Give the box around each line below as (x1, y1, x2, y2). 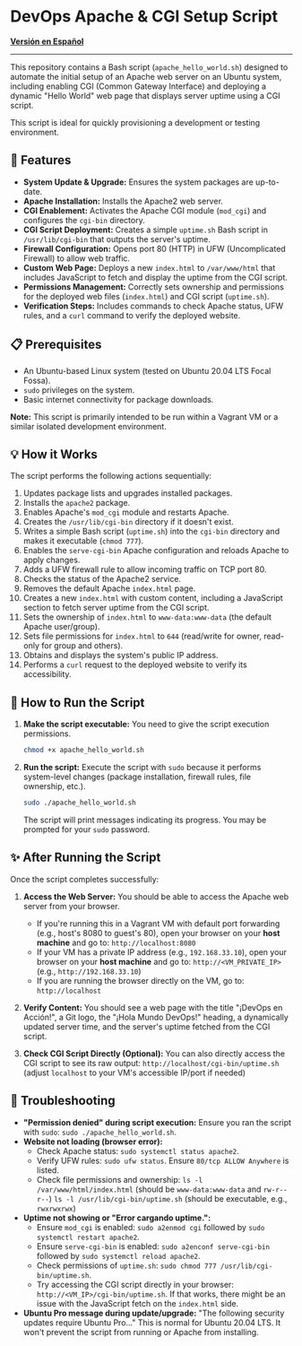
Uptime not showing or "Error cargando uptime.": (22, 1212, 211, 1223)
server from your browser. (22, 900, 120, 911)
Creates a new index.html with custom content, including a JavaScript (22, 593, 283, 604)
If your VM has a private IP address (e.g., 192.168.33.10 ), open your (36, 946, 288, 957)
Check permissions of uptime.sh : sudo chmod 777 (36, 1260, 218, 1271)
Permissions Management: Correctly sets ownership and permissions (22, 281, 285, 292)
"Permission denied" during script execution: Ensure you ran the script (22, 1116, 292, 1127)
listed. (36, 1164, 59, 1176)
